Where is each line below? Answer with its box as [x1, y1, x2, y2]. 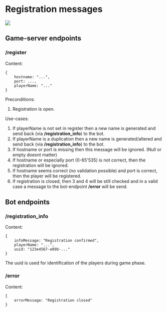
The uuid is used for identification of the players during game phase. [5, 260, 146, 266]
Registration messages [5, 3, 103, 15]
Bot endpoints [5, 198, 50, 206]
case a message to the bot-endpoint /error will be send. [12, 183, 128, 189]
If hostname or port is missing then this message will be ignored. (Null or [12, 146, 162, 153]
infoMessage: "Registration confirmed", [14, 238, 99, 243]
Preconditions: [5, 96, 35, 102]
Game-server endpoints [5, 34, 81, 43]
